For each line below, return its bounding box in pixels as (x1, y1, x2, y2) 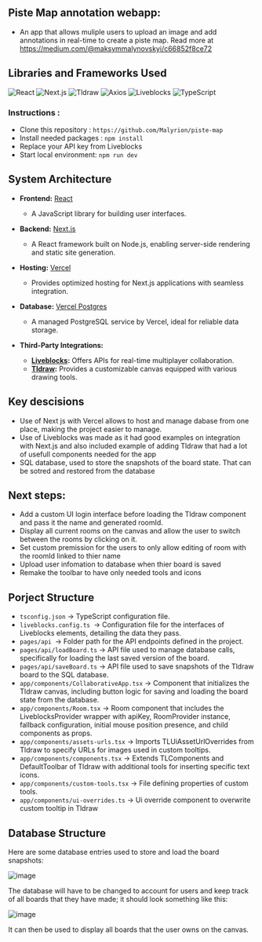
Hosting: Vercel (19, 262, 71, 272)
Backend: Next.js (19, 224, 76, 233)
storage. (31, 325, 59, 335)
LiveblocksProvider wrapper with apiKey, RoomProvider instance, (19, 712, 231, 721)
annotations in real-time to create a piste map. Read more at (19, 35, 214, 45)
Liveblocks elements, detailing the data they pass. (19, 629, 182, 638)
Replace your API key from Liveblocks (19, 141, 143, 151)
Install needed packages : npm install (19, 133, 144, 142)
